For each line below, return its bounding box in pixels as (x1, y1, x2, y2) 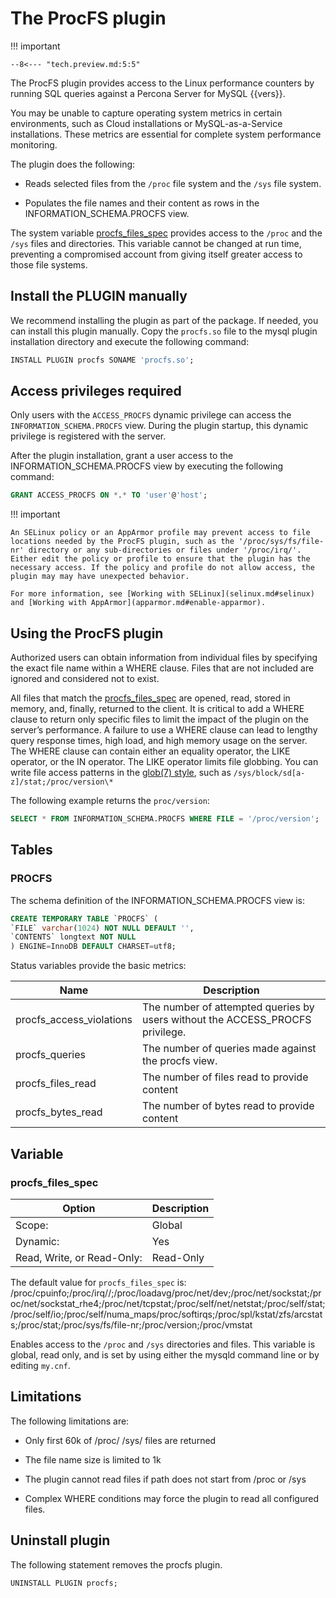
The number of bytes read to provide (142, 1099, 315, 1113)
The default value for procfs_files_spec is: (10, 1276, 187, 1288)
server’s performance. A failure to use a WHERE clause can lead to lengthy (10, 724, 318, 736)
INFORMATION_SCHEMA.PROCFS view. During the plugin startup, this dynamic (10, 420, 309, 432)
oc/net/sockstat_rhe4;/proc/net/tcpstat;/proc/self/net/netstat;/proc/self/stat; (10, 1297, 326, 1309)
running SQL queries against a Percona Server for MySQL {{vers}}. (10, 87, 286, 99)
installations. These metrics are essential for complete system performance (10, 128, 322, 140)
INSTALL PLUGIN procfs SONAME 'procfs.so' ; (10, 355, 195, 365)
